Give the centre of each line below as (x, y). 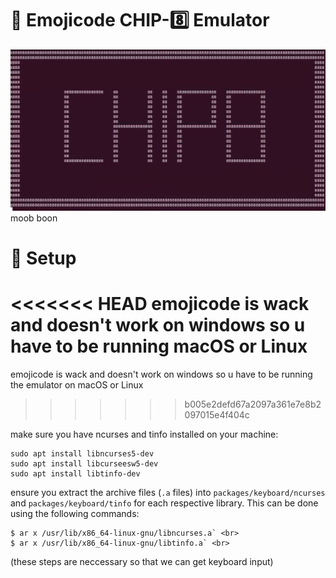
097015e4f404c (217, 414)
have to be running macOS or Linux (159, 346)
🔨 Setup (43, 258)
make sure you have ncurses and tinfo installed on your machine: (144, 434)
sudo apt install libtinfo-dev (75, 473)
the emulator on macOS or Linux (77, 384)
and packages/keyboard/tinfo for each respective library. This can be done (164, 503)
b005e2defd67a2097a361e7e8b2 (253, 404)
